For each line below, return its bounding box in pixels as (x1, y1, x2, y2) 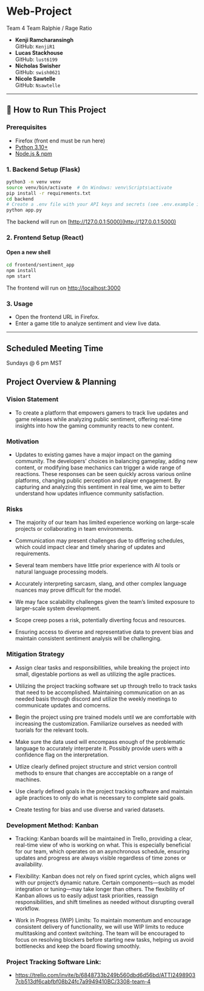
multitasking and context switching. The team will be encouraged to (15, 930, 185, 937)
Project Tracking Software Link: (6, 958, 101, 966)
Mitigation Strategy (6, 650, 65, 659)
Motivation (6, 437, 39, 446)
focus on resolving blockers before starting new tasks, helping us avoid (15, 936, 194, 943)
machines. (15, 776, 41, 783)
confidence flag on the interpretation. (15, 751, 109, 758)
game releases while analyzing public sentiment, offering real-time (15, 415, 182, 422)
